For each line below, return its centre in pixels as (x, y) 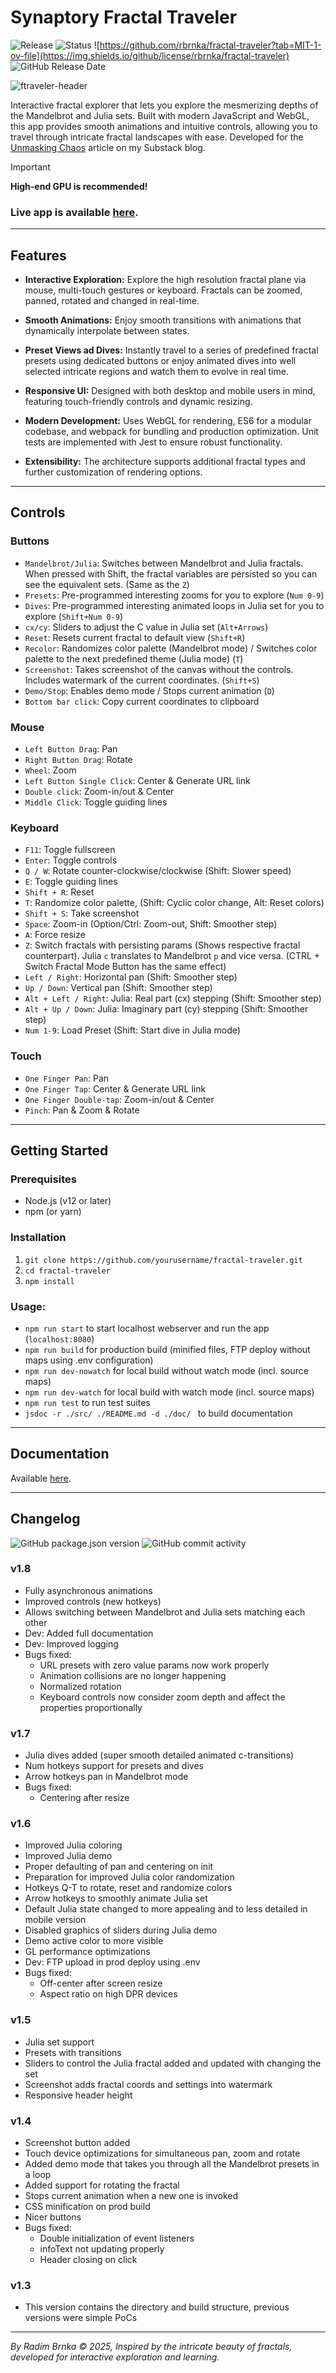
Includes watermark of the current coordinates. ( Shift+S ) (142, 680)
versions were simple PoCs (81, 2318)
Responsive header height (78, 2095)
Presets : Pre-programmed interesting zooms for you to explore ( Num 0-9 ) (174, 595)
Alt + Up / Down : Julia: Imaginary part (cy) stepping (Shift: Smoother (166, 1009)
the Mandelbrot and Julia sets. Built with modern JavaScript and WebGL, (160, 115)
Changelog (45, 1519)
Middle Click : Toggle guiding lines (96, 802)
